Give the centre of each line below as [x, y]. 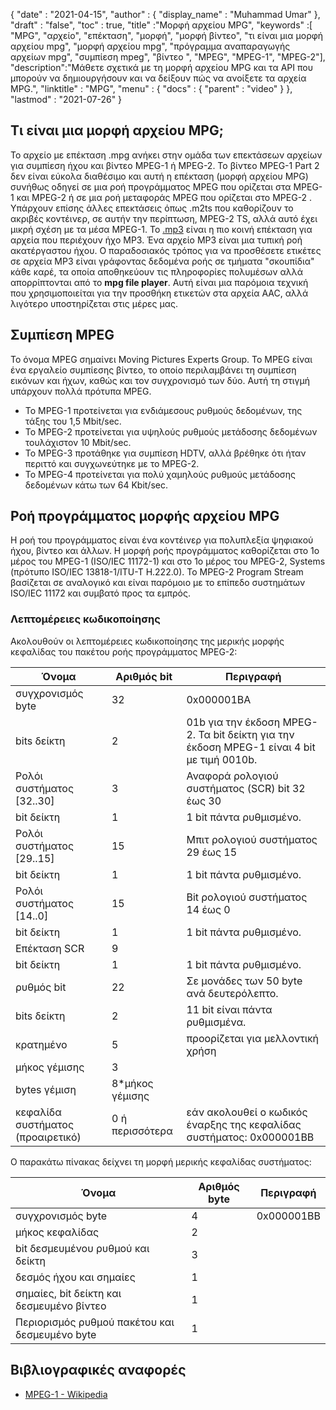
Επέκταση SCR [50, 948]
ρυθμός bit [41, 987]
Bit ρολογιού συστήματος [247, 897]
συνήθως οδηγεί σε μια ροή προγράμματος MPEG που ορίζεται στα [151, 186]
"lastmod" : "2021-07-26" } [66, 99]
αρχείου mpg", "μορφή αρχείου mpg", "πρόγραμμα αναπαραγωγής [150, 46]
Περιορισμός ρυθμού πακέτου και [95, 1322]
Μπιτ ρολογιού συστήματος [252, 839]
